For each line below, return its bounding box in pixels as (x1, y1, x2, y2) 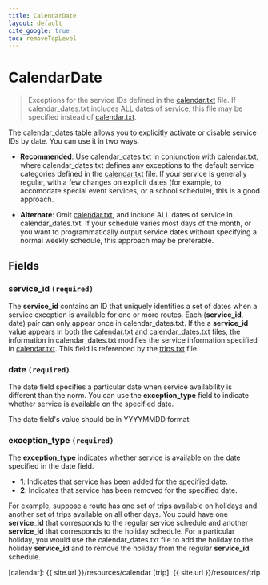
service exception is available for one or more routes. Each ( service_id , (8, 310, 244, 319)
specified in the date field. (8, 461, 94, 471)
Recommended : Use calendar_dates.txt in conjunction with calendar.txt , (19, 152, 259, 161)
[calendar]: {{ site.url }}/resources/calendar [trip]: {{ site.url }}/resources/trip (8, 567, 261, 578)
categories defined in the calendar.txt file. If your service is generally (19, 169, 247, 179)
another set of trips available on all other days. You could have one (8, 510, 228, 519)
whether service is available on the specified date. (8, 399, 174, 409)
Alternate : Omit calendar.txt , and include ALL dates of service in (19, 210, 234, 220)
